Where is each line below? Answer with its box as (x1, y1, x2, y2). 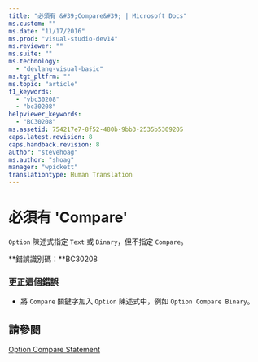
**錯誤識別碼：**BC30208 (8, 254, 98, 264)
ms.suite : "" (8, 50, 53, 58)
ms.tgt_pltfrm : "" (8, 72, 71, 81)
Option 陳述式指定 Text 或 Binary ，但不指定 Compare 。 (8, 237, 189, 246)
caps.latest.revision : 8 (8, 133, 93, 141)
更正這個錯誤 (8, 276, 59, 287)
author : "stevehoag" (8, 148, 79, 156)
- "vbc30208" (15, 95, 60, 103)
